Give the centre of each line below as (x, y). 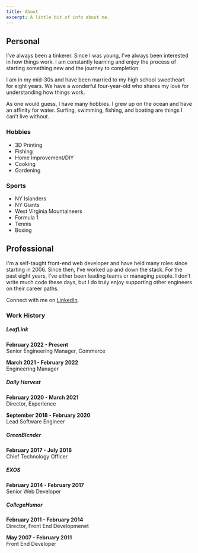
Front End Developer (31, 544)
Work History (26, 315)
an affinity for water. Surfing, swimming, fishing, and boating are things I (94, 110)
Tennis (23, 224)
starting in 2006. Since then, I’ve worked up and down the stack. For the (94, 269)
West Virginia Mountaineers (49, 211)
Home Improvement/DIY (44, 158)
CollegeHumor (25, 505)
